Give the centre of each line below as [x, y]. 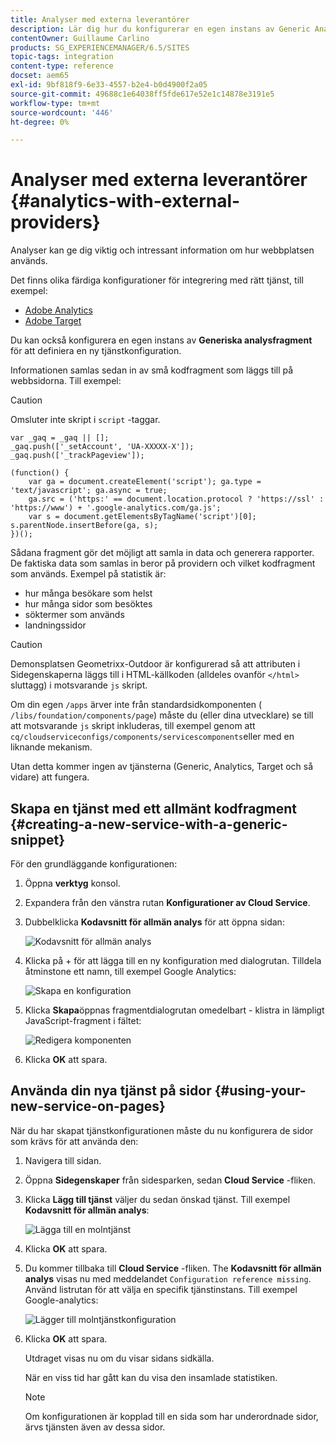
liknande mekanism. [51, 747]
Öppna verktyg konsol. [72, 883]
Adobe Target [53, 321]
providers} [55, 222]
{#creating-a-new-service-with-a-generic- [149, 824]
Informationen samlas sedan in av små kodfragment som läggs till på [152, 370]
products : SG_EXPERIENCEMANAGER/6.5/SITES [100, 47]
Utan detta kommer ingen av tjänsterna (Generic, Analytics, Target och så [162, 767]
